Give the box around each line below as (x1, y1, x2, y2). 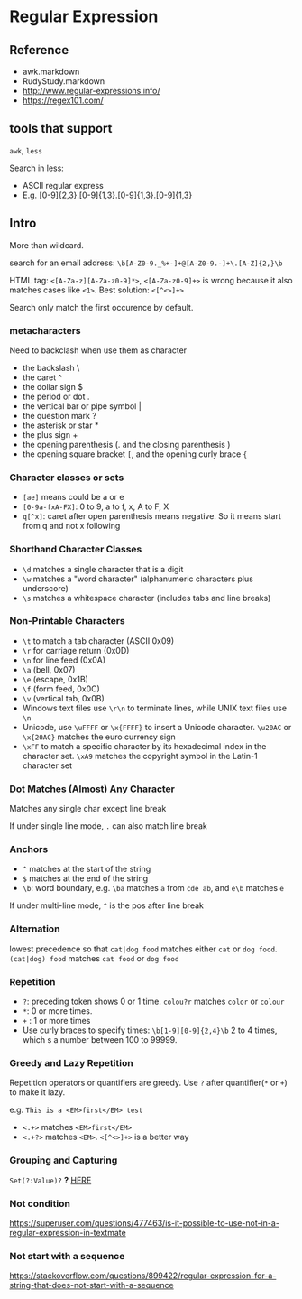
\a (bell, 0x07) (22, 663, 76, 674)
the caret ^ (22, 372, 63, 383)
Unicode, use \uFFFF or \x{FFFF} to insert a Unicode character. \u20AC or (22, 721, 292, 732)
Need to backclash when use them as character (9, 345, 188, 356)
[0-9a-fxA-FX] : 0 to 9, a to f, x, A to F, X (22, 501, 169, 512)
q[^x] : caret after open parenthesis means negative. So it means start (22, 511, 281, 522)
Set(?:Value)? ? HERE (9, 1174, 92, 1185)
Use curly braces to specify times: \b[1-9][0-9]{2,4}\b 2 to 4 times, (22, 1025, 278, 1035)
